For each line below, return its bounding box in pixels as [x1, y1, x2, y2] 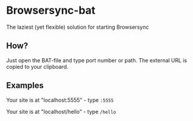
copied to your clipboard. [6, 63, 69, 70]
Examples [6, 80, 44, 90]
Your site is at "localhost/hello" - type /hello [6, 108, 116, 115]
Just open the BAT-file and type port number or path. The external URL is [6, 56, 188, 63]
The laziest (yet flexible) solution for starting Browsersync [6, 23, 149, 31]
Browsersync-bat [6, 4, 96, 17]
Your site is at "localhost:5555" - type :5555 [6, 96, 114, 104]
